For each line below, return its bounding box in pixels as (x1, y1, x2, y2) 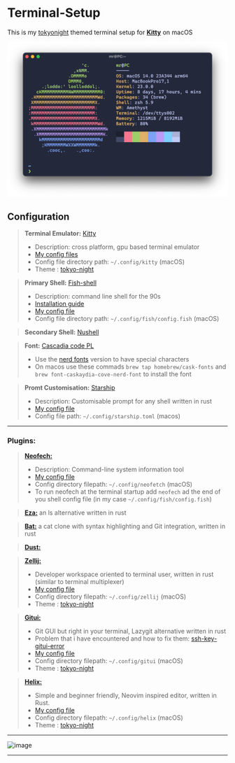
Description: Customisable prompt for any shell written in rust (34, 397, 212, 406)
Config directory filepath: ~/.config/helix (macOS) (34, 713, 183, 722)
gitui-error (34, 642, 65, 650)
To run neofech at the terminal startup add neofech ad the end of (34, 487, 221, 496)
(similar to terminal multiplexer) (34, 578, 124, 586)
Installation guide (34, 299, 85, 308)
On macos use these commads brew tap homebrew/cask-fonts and (34, 362, 227, 371)
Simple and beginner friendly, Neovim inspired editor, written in (34, 691, 217, 700)
